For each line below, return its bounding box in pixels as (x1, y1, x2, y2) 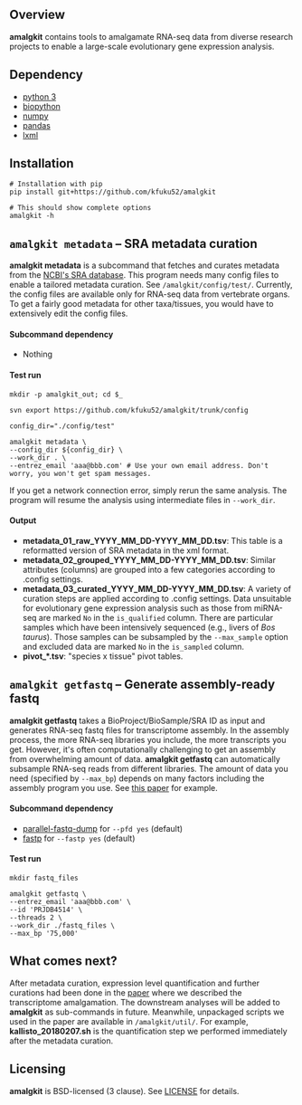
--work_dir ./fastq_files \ (9, 921, 116, 930)
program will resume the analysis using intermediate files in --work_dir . (9, 494, 276, 505)
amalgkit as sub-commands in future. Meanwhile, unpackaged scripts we (9, 1006, 285, 1017)
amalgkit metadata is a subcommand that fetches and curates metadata (9, 260, 280, 271)
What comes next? (9, 954, 118, 969)
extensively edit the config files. (9, 308, 128, 319)
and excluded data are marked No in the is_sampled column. (22, 641, 245, 652)
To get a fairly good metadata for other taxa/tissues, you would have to (9, 299, 274, 310)
